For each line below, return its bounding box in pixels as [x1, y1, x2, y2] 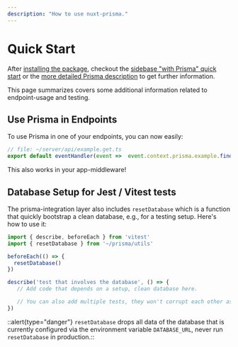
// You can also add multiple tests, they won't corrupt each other [16, 298, 223, 305]
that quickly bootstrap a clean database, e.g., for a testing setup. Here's [7, 212, 217, 220]
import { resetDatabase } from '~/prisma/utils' [7, 240, 154, 247]
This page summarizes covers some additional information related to [7, 86, 208, 94]
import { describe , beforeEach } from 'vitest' [7, 233, 151, 241]
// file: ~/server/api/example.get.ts [7, 146, 122, 153]
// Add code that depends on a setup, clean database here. [16, 285, 198, 292]
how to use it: [7, 220, 47, 228]
